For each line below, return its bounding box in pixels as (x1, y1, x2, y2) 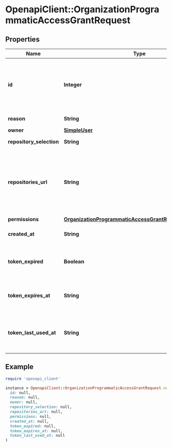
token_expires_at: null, (10, 428, 63, 434)
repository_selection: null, (10, 404, 72, 410)
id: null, (10, 390, 31, 395)
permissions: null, (10, 414, 52, 419)
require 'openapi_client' (5, 376, 60, 381)
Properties (5, 35, 40, 44)
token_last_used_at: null (10, 433, 66, 438)
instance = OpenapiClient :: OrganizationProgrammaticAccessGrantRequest (5, 385, 161, 391)
